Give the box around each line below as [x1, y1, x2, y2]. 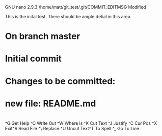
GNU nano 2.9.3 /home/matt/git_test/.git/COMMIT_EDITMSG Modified [5, 4, 146, 10]
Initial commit [5, 53, 62, 64]
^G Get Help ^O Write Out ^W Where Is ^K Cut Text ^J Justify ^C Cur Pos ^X [5, 120, 157, 126]
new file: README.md [5, 98, 96, 109]
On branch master [5, 31, 81, 42]
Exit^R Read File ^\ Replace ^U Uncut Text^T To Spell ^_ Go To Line [5, 125, 139, 131]
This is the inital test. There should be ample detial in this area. [5, 14, 132, 19]
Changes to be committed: [5, 75, 116, 87]
